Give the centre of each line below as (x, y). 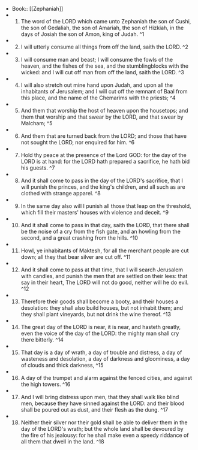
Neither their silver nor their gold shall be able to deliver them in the (104, 422)
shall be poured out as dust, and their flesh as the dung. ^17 (94, 410)
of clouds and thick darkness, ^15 (62, 365)
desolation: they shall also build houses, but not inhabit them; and (102, 308)
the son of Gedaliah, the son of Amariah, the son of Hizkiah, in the (102, 28)
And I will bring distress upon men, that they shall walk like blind (100, 397)
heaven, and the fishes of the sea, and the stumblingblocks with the (105, 66)
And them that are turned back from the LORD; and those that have (104, 136)
